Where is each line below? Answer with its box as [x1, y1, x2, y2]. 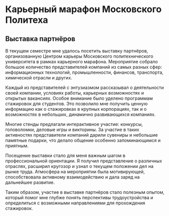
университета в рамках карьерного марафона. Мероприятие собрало [5, 59, 158, 64]
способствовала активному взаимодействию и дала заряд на [5, 174, 140, 180]
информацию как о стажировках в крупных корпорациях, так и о [5, 106, 147, 112]
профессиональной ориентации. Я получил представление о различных [5, 158, 162, 164]
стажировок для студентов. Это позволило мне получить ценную [5, 101, 148, 107]
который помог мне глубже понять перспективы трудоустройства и [5, 195, 153, 200]
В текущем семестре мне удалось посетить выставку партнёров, [5, 48, 148, 54]
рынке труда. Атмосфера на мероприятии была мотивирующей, [5, 168, 145, 175]
